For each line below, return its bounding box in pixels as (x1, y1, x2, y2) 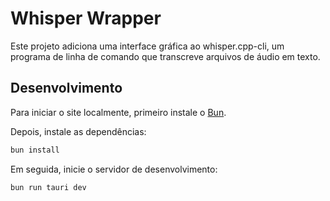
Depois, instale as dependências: (10, 125, 147, 137)
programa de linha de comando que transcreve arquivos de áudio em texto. (10, 50, 321, 62)
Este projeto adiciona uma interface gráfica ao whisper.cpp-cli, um (10, 40, 285, 52)
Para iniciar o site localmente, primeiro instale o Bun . (10, 106, 227, 118)
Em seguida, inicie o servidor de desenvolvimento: (10, 163, 218, 175)
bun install (10, 145, 60, 155)
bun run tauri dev (10, 182, 87, 192)
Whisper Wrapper (10, 7, 162, 30)
